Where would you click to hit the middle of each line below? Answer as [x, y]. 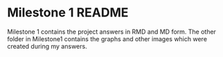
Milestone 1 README [68, 13]
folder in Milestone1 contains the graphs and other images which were [107, 38]
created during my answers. [47, 46]
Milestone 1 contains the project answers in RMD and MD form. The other [112, 32]
